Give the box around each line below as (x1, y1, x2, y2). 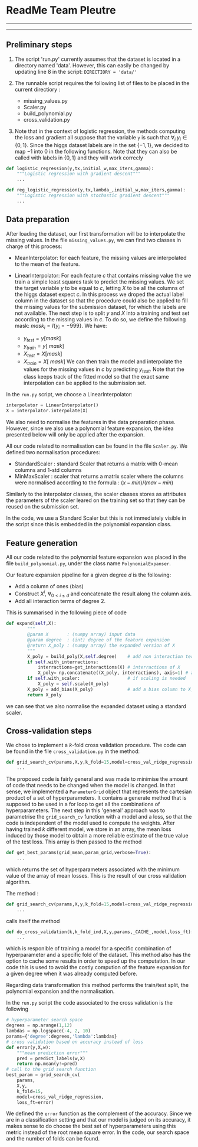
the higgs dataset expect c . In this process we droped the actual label (14, 291, 184, 298)
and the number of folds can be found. (6, 1135, 100, 1142)
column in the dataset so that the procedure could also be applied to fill (14, 296, 188, 304)
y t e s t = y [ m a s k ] (23, 335, 61, 343)
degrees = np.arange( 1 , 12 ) (6, 1022, 72, 1028)
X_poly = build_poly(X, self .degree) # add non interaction (27, 653, 183, 659)
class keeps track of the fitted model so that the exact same (23, 373, 169, 380)
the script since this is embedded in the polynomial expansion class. (6, 521, 172, 528)
